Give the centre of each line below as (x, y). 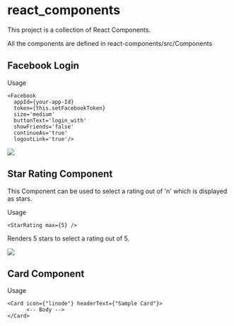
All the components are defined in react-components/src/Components (110, 43)
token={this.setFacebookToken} (60, 108)
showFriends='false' (44, 127)
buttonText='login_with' (50, 120)
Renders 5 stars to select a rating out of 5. (69, 238)
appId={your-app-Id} (44, 102)
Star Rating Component (60, 174)
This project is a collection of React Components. (79, 30)
